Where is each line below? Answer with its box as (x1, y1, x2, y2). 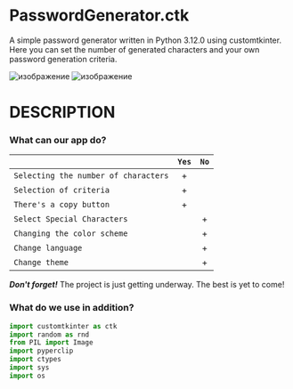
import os (9, 371, 46, 380)
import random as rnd (9, 330, 90, 339)
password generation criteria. (9, 53, 118, 64)
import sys (9, 363, 50, 372)
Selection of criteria (13, 185, 110, 196)
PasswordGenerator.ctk (9, 5, 190, 26)
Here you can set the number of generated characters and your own (9, 44, 260, 54)
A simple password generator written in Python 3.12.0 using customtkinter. (9, 35, 282, 45)
